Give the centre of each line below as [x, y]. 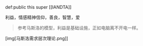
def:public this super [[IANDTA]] [38, 7]
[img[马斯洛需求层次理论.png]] [37, 38]
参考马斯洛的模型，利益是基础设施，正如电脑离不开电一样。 [79, 28]
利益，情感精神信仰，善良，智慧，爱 [43, 17]
